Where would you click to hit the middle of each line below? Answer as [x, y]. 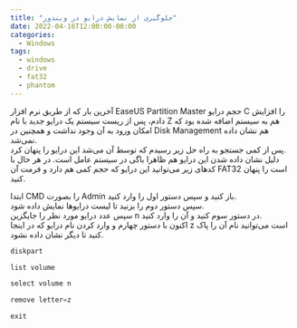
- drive [33, 69]
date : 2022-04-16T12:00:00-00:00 [73, 26]
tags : [20, 52]
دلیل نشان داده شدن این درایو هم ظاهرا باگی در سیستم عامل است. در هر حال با [145, 159]
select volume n [41, 284]
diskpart [27, 251]
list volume [33, 267]
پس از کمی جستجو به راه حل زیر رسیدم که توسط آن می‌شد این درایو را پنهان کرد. [148, 150]
